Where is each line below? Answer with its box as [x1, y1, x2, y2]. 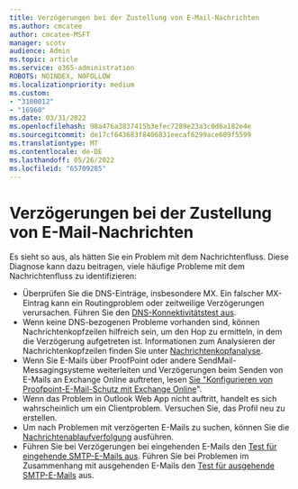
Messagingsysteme [22, 365, 95, 376]
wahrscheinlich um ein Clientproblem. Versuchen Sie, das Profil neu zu [22, 403, 285, 414]
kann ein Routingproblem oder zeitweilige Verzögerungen [50, 298, 265, 309]
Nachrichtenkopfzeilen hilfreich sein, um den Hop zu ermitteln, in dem [22, 326, 283, 338]
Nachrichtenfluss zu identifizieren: [9, 271, 137, 282]
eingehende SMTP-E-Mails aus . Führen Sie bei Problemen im [22, 451, 249, 462]
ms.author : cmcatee [9, 22, 83, 31]
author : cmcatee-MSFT [9, 30, 91, 39]
